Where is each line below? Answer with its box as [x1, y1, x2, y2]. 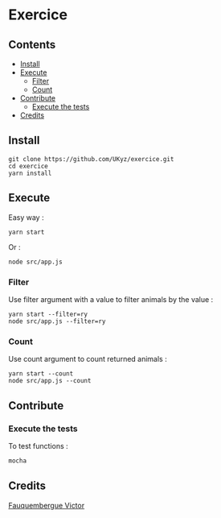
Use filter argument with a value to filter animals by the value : [8, 294, 214, 304]
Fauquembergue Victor [8, 500, 85, 510]
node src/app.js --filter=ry [8, 317, 106, 325]
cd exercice [8, 162, 48, 170]
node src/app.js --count [8, 377, 92, 385]
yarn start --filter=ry [8, 310, 88, 318]
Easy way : [8, 212, 44, 222]
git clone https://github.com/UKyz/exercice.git [8, 155, 174, 163]
